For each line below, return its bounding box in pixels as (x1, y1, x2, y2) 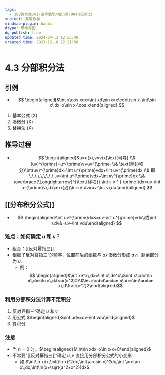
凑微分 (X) (12, 118, 33, 124)
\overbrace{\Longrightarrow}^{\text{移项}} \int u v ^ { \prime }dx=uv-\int (13, 179, 161, 185)
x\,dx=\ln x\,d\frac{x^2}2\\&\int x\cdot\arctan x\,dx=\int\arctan (27, 278, 154, 283)
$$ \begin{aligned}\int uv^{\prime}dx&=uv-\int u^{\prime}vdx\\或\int (17, 215, 156, 221)
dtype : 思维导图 (5, 26, 36, 31)
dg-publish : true (5, 30, 41, 35)
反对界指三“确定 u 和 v (12, 308, 58, 314)
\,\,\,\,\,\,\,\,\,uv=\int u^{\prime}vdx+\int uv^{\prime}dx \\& (29, 173, 145, 179)
